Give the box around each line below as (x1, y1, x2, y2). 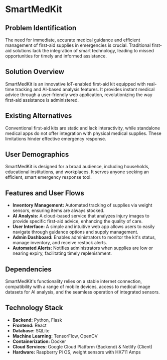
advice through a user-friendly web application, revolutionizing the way (5, 92, 152, 98)
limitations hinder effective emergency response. (5, 135, 106, 141)
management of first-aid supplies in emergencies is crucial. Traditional (5, 42, 151, 48)
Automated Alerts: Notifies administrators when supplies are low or (12, 245, 153, 251)
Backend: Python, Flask (12, 317, 62, 323)
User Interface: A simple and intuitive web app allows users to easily (12, 224, 155, 230)
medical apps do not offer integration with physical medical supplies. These (5, 130, 161, 136)
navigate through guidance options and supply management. (12, 229, 139, 235)
